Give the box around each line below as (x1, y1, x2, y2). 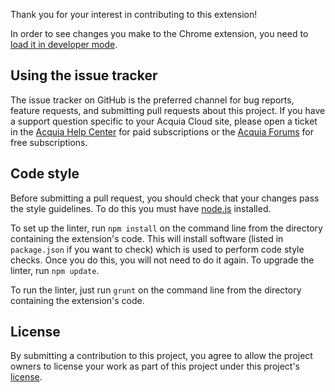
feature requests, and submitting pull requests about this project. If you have (10, 104, 326, 116)
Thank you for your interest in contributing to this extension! (10, 9, 258, 20)
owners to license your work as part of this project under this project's (10, 360, 301, 373)
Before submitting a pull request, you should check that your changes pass (10, 192, 320, 204)
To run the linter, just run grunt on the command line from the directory (10, 284, 302, 296)
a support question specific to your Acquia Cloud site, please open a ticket (10, 115, 318, 127)
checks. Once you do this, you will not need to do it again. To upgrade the (10, 254, 315, 266)
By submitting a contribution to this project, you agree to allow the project (10, 350, 313, 362)
